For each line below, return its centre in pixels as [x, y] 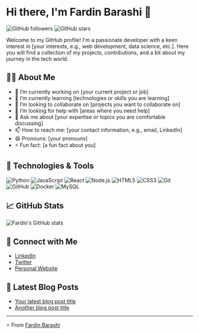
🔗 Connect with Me [42, 241]
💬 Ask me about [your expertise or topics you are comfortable [90, 117]
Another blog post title [42, 308]
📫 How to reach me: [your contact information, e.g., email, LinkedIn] [98, 130]
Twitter [23, 262]
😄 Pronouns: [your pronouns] [51, 138]
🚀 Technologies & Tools [50, 166]
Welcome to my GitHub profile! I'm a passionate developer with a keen [92, 40]
